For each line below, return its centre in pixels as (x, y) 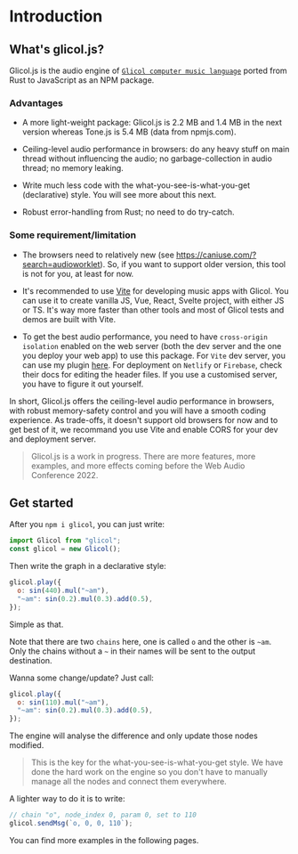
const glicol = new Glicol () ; (65, 549)
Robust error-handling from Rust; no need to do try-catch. (128, 212)
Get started (41, 503)
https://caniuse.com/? (217, 255)
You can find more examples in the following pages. (104, 840)
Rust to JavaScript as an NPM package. (82, 80)
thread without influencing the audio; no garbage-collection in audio (147, 159)
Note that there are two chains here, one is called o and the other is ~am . (141, 641)
